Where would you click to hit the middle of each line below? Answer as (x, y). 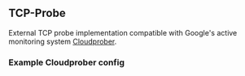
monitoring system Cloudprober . (63, 41)
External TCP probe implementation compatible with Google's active (123, 32)
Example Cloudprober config (66, 62)
